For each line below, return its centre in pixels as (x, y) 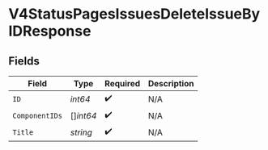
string (81, 132)
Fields (24, 61)
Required (123, 83)
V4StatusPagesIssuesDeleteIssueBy (134, 14)
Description (171, 83)
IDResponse (50, 31)
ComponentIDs (38, 115)
